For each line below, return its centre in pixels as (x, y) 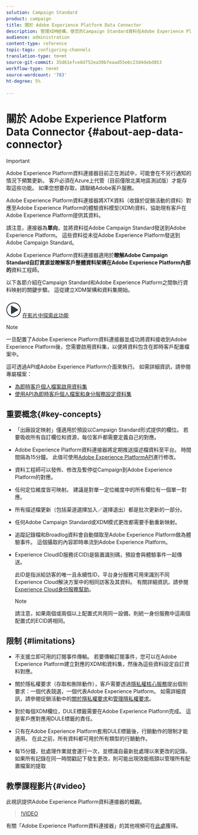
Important (18, 161)
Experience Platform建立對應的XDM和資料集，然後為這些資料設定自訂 (99, 664)
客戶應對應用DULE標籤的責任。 (58, 719)
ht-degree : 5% (24, 81)
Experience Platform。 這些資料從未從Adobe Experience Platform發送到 (93, 235)
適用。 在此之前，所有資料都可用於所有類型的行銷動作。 (82, 738)
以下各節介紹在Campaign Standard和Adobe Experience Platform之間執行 (95, 282)
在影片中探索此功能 (45, 316)
